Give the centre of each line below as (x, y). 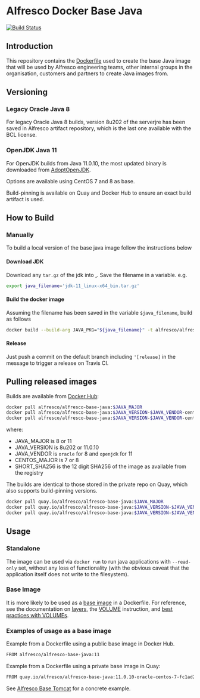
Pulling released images (51, 382)
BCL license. (22, 135)
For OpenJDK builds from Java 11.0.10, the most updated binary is (86, 163)
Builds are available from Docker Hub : (53, 396)
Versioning (27, 92)
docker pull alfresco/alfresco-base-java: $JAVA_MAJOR (74, 407)
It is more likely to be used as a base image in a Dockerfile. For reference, (96, 602)
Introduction (30, 46)
